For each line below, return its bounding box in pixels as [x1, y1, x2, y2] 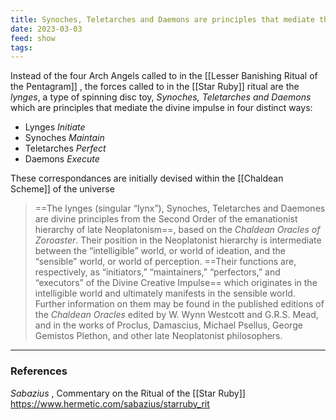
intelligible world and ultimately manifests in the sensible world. [34, 287, 296, 300]
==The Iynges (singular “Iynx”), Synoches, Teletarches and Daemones [34, 202, 326, 215]
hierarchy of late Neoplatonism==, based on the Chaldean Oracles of [34, 224, 321, 236]
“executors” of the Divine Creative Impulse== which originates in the [34, 277, 318, 289]
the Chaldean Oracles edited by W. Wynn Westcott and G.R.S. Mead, [34, 309, 319, 321]
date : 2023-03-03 [10, 24, 83, 34]
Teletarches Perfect [24, 142, 107, 155]
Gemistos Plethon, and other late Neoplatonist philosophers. [34, 330, 283, 342]
